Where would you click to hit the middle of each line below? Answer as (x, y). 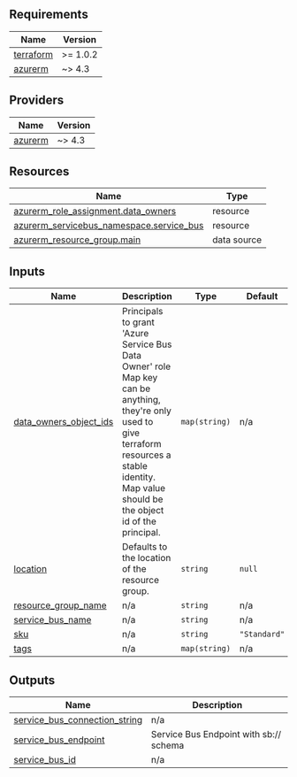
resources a (147, 455)
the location (147, 558)
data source (237, 240)
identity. (139, 477)
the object (143, 511)
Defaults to (145, 547)
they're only (147, 411)
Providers (37, 100)
